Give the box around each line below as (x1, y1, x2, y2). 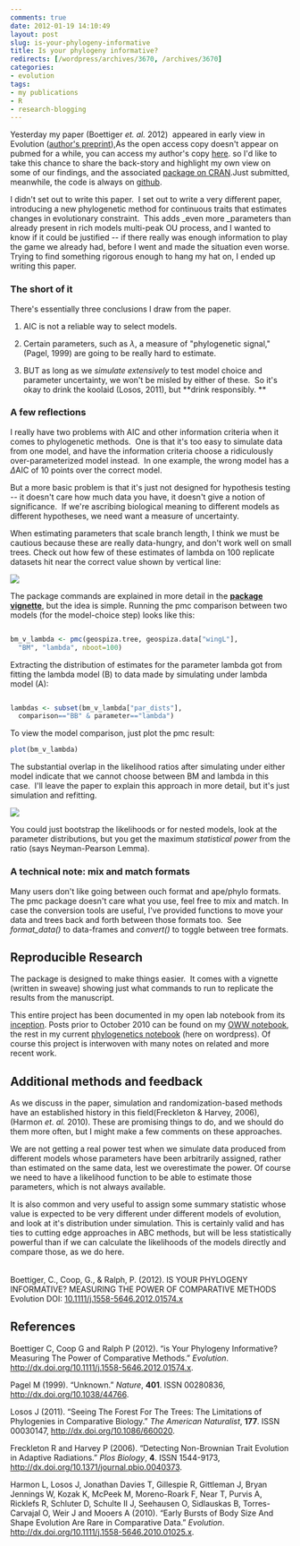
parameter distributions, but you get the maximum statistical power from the (10, 833, 291, 844)
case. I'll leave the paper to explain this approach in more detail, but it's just (10, 781, 290, 791)
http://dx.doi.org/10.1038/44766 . (10, 1388, 129, 1399)
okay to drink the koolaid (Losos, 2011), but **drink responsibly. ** (22, 384, 267, 395)
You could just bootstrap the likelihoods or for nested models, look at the (10, 824, 278, 835)
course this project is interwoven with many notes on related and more (10, 1038, 270, 1049)
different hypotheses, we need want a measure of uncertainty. (10, 510, 239, 521)
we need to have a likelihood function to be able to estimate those (10, 1172, 253, 1183)
